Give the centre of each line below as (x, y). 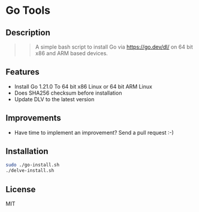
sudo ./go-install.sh (33, 165)
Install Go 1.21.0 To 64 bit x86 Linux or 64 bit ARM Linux (83, 86)
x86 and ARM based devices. (72, 53)
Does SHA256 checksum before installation (68, 93)
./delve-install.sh (30, 171)
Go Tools (28, 10)
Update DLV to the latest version (54, 99)
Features (22, 72)
